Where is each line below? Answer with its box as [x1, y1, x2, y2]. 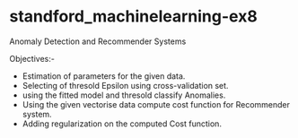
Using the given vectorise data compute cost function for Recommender [22, 99, 290, 109]
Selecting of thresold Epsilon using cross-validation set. [22, 80, 229, 91]
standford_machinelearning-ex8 [9, 6, 258, 27]
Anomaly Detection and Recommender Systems [9, 36, 187, 47]
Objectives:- [9, 53, 56, 64]
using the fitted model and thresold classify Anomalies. [22, 90, 226, 100]
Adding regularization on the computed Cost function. [22, 118, 223, 129]
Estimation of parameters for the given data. [22, 70, 186, 82]
